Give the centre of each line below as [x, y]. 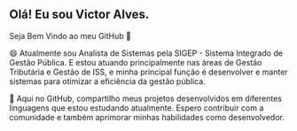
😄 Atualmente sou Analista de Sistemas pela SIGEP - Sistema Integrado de [146, 53]
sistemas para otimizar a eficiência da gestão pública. [107, 81]
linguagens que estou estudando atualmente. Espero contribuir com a [137, 108]
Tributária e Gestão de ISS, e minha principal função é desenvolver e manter [148, 72]
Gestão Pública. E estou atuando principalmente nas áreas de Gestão [136, 62]
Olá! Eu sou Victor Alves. [79, 15]
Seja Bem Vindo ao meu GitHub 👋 [70, 35]
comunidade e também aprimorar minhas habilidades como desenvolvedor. [147, 117]
